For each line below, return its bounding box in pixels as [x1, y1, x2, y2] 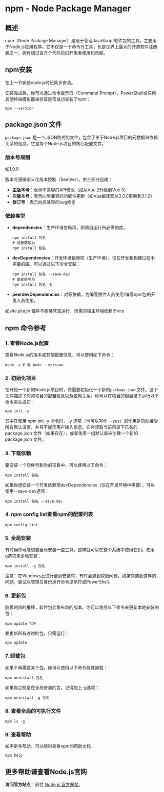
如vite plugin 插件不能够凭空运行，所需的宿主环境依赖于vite [5, 308, 124, 314]
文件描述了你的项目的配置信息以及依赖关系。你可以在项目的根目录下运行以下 [5, 393, 159, 399]
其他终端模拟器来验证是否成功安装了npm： [5, 96, 91, 102]
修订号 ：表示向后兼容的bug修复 [12, 199, 76, 205]
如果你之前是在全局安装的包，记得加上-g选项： [5, 685, 100, 690]
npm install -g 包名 [5, 563, 45, 569]
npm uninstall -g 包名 [5, 695, 50, 700]
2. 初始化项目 [5, 375, 36, 382]
